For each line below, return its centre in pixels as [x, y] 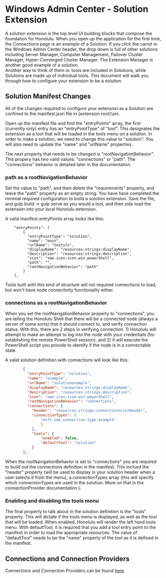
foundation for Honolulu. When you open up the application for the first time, [83, 39]
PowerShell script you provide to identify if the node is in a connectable [78, 345]
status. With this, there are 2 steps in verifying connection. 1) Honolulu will [81, 329]
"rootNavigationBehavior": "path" [63, 267]
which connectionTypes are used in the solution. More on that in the [74, 482]
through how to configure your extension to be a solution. [64, 81]
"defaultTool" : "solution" [68, 443]
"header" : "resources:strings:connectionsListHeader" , [89, 411]
